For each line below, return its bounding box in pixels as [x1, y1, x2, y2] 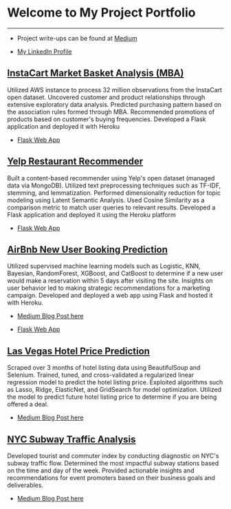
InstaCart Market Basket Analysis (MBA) [7, 67, 184, 79]
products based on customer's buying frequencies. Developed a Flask [7, 115, 206, 123]
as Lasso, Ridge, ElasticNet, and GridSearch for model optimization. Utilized [7, 386, 222, 394]
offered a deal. [7, 400, 49, 408]
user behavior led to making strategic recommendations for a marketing [7, 284, 211, 292]
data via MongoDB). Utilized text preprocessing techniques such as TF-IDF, [7, 181, 221, 189]
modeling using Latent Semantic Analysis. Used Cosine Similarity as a [7, 196, 205, 204]
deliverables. [7, 481, 43, 489]
